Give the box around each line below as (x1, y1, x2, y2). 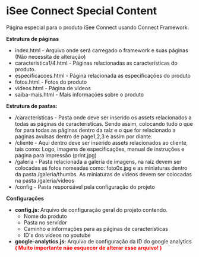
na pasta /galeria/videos (14, 177, 74, 184)
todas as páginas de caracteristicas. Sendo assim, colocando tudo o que (14, 120, 193, 127)
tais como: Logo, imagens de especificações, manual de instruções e (14, 145, 185, 153)
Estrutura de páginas (6, 35, 59, 42)
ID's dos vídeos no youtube (23, 231, 91, 239)
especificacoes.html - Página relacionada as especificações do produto (14, 72, 191, 79)
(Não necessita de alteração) (14, 53, 86, 60)
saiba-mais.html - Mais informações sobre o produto (14, 91, 144, 98)
